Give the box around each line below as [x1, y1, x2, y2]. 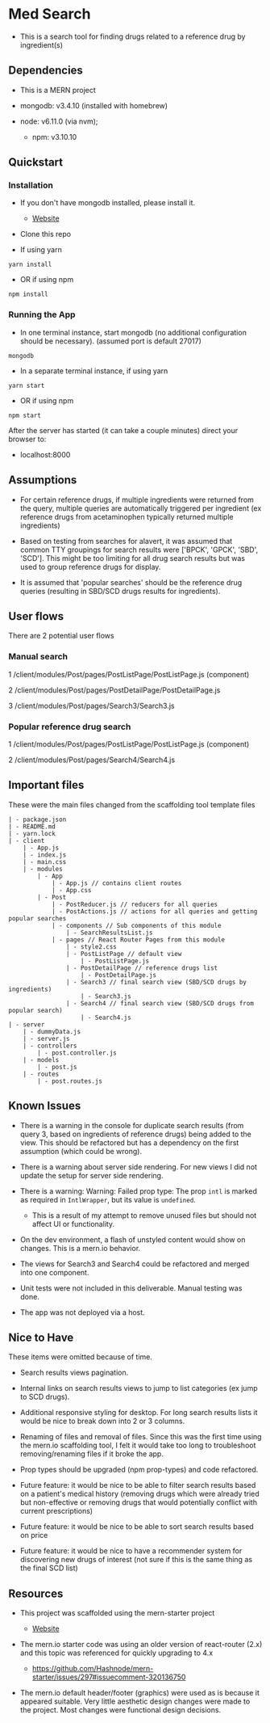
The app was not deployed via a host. [19, 1307, 145, 1317]
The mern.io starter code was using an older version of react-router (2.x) [19, 1640, 263, 1649]
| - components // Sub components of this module [51, 921, 222, 929]
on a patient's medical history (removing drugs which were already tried [19, 1489, 260, 1499]
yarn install [8, 260, 52, 269]
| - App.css [51, 886, 92, 894]
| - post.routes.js [37, 1076, 103, 1085]
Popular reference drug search [8, 721, 131, 732]
